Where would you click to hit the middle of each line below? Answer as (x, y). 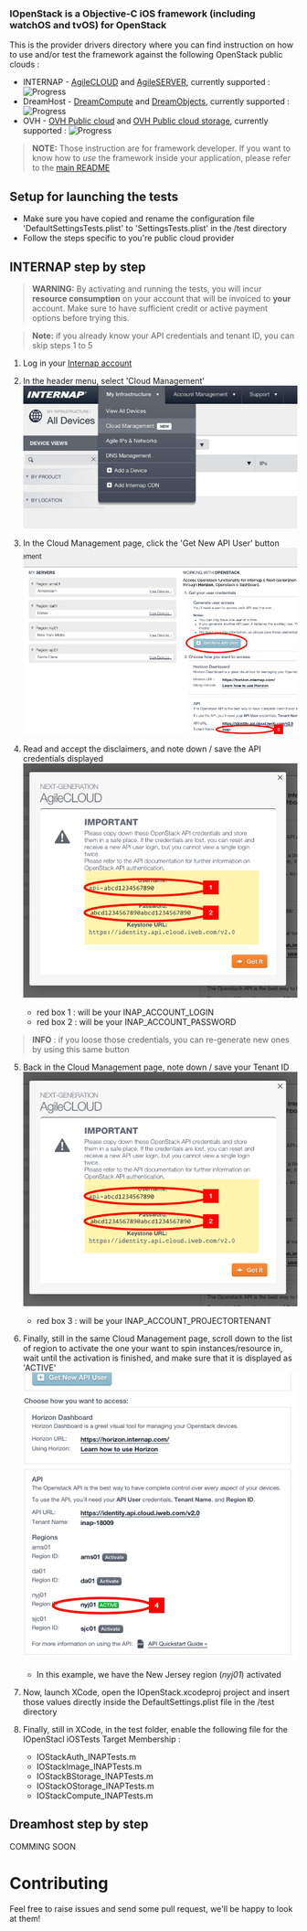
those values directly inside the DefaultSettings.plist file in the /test (148, 1702)
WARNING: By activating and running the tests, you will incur (147, 288)
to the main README (71, 168)
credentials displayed (63, 758)
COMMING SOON (42, 1846)
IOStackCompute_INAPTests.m (95, 1796)
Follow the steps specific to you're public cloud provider (128, 238)
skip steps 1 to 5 (62, 345)
